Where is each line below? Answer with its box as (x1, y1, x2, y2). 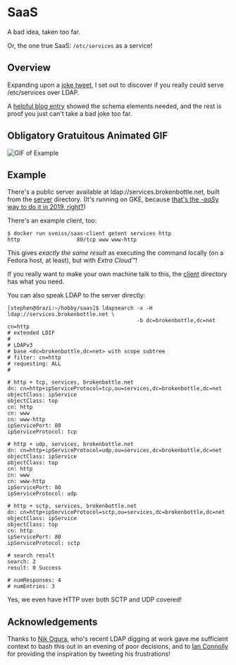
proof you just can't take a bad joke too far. (7, 109, 132, 117)
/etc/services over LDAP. (7, 88, 80, 96)
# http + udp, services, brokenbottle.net (7, 441, 134, 448)
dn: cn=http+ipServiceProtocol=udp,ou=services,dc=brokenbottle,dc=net (7, 447, 222, 454)
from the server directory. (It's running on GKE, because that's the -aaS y (7, 195, 219, 204)
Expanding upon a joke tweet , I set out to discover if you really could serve (7, 81, 224, 89)
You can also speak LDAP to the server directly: (7, 291, 146, 300)
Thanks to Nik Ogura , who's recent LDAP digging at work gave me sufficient (7, 635, 229, 643)
